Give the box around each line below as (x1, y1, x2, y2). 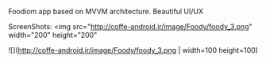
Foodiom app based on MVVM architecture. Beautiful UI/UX (8, 7, 204, 16)
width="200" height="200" (8, 31, 98, 39)
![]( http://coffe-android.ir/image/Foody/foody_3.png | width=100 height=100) (8, 46, 258, 54)
